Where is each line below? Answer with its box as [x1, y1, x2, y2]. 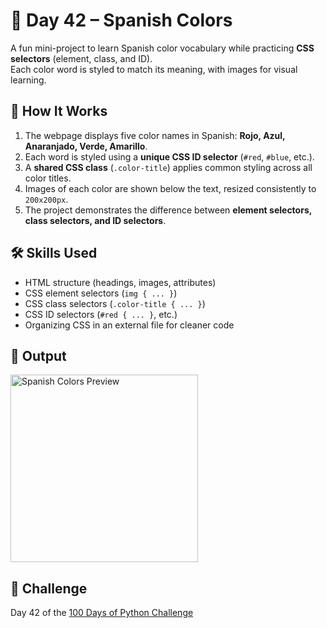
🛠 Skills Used [10, 245, 98, 262]
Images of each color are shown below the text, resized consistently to [24, 182, 317, 194]
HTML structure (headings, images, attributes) [24, 276, 217, 288]
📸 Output [10, 347, 67, 364]
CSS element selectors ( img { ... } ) [24, 287, 178, 299]
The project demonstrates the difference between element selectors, [24, 204, 312, 216]
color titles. [24, 172, 72, 184]
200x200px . [24, 193, 69, 205]
